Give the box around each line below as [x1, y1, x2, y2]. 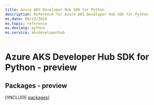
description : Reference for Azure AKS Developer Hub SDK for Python [5, 12, 149, 17]
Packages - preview [5, 81, 67, 90]
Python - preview [5, 62, 77, 73]
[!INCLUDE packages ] [5, 95, 50, 100]
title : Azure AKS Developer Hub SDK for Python [5, 7, 105, 12]
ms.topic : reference [5, 21, 48, 26]
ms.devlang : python [5, 26, 45, 31]
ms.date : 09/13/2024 [5, 16, 48, 21]
